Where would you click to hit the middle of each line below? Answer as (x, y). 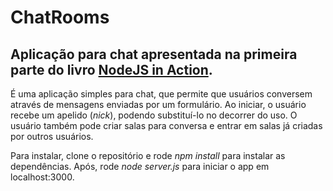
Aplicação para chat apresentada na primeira (154, 54)
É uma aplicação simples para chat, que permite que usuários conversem (161, 94)
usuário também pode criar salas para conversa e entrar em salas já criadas (166, 125)
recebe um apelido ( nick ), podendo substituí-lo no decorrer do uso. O (154, 115)
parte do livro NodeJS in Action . (111, 69)
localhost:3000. (42, 177)
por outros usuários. (52, 136)
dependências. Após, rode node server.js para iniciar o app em (140, 166)
